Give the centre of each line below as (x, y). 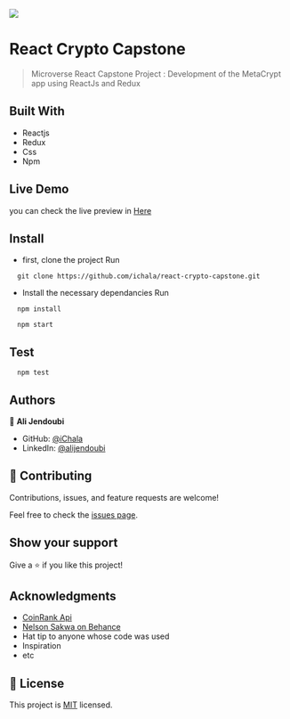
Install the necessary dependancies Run (95, 293)
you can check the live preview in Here (81, 210)
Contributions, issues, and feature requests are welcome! (114, 497)
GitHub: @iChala (52, 438)
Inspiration (41, 646)
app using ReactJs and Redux (85, 83)
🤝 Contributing (51, 476)
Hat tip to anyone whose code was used (96, 636)
